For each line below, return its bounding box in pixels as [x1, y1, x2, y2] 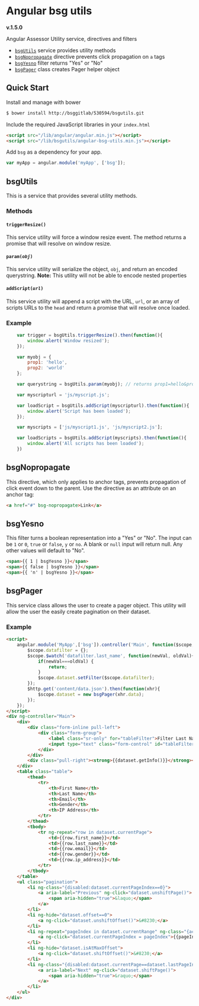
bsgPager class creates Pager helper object [14, 65, 120, 72]
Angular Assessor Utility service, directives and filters [6, 35, 137, 42]
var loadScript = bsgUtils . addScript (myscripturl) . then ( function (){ [17, 402, 190, 409]
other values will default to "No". [6, 547, 85, 554]
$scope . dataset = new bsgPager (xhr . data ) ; [37, 691, 145, 698]
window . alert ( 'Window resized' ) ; [27, 338, 110, 343]
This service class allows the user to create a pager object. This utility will [6, 601, 187, 609]
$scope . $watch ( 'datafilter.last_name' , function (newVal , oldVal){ [27, 652, 195, 659]
